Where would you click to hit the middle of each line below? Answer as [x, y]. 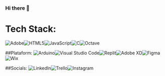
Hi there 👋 [18, 8]
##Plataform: [19, 53]
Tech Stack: [31, 29]
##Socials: [16, 68]
